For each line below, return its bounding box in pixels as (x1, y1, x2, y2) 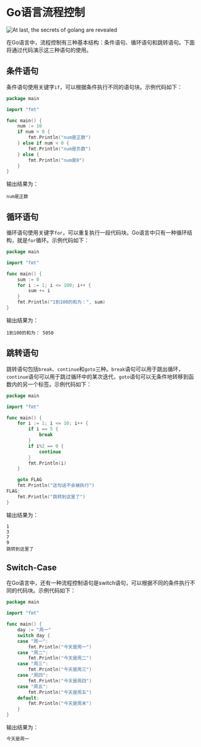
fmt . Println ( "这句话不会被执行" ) (17, 482, 95, 488)
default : (17, 695, 40, 701)
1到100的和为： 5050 (6, 330, 54, 336)
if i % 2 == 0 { (28, 443, 64, 449)
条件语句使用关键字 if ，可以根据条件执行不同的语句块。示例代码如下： (6, 83, 183, 90)
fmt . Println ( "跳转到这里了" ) (17, 493, 86, 500)
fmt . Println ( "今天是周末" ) (28, 701, 93, 707)
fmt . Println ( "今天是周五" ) (28, 689, 93, 695)
